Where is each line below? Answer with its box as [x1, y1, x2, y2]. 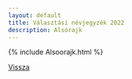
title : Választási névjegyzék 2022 [8, 19, 125, 27]
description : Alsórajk [8, 26, 82, 34]
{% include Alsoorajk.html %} [8, 48, 104, 57]
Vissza [8, 63, 30, 72]
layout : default [8, 11, 61, 20]
